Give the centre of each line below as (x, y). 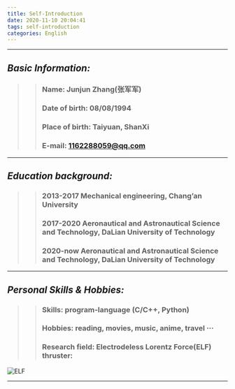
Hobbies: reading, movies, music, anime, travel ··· (128, 328)
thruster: (57, 355)
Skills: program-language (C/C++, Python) (116, 309)
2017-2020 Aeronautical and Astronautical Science (131, 223)
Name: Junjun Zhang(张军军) (92, 89)
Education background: (60, 176)
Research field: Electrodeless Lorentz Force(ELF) (127, 347)
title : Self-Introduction (45, 14)
